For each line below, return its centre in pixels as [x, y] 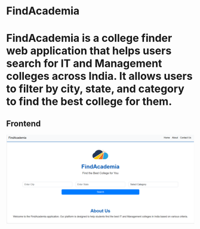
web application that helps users [89, 51]
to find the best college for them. [89, 102]
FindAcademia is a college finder [89, 38]
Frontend [24, 123]
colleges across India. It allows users [99, 76]
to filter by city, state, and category [96, 89]
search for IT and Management [84, 64]
